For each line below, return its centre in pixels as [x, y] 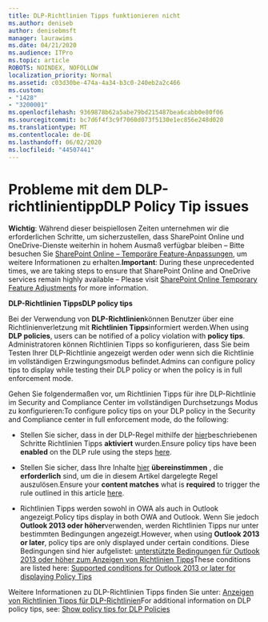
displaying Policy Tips [56, 576]
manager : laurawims [41, 38]
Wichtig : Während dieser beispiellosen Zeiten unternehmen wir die [119, 228]
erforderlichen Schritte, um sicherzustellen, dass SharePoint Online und [126, 237]
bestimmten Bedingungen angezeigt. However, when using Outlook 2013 [140, 534]
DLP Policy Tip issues [176, 206]
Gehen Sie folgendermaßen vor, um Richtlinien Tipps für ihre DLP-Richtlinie [132, 394]
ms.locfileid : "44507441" [51, 150]
